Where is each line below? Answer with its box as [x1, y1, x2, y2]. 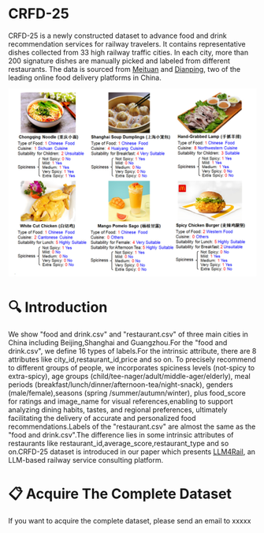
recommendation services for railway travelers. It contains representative [8, 39, 246, 48]
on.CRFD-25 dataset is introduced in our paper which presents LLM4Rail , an [8, 447, 256, 456]
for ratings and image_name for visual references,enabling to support [8, 396, 234, 407]
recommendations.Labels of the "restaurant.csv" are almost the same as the [8, 422, 256, 431]
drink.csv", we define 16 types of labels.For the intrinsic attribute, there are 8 [8, 347, 257, 356]
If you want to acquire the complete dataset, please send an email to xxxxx [8, 516, 251, 526]
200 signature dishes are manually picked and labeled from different [8, 56, 231, 66]
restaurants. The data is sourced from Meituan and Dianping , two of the [8, 64, 241, 73]
